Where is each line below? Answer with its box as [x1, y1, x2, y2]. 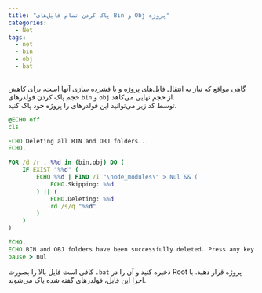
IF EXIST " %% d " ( [22, 166, 79, 174]
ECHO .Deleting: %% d [49, 195, 114, 203]
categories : [8, 19, 47, 27]
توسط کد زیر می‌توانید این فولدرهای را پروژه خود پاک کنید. [8, 100, 177, 110]
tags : [8, 33, 26, 42]
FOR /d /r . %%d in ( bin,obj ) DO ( [8, 158, 125, 167]
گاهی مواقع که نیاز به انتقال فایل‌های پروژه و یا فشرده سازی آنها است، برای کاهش [8, 84, 246, 93]
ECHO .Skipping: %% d [49, 180, 114, 188]
